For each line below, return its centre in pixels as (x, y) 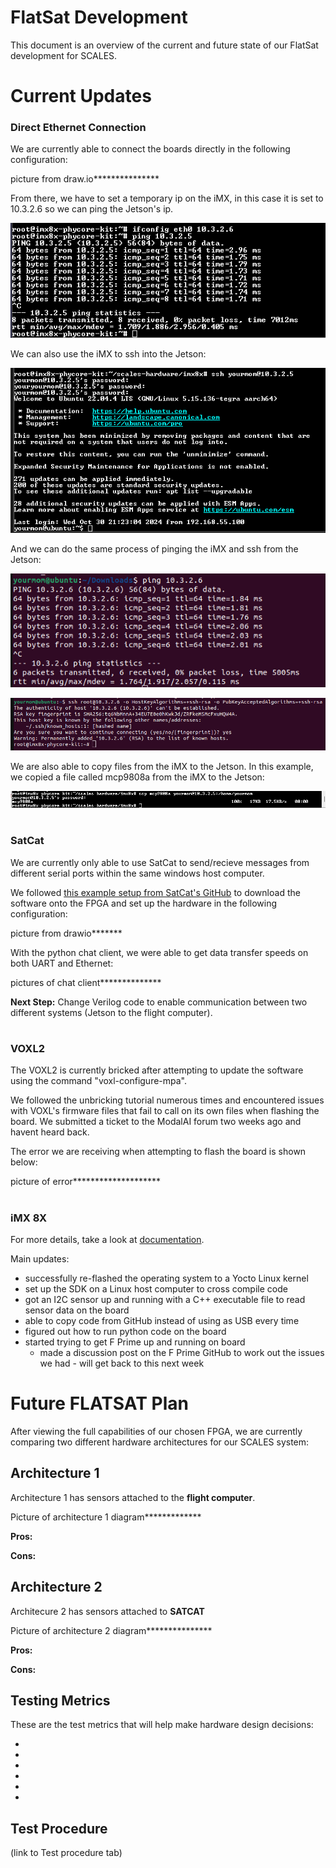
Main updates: (40, 1258)
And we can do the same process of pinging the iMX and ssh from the (154, 548)
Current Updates (81, 96)
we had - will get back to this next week (122, 1363)
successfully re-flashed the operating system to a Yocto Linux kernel (166, 1278)
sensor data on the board (77, 1310)
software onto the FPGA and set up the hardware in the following (144, 903)
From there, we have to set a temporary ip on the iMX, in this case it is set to (167, 198)
